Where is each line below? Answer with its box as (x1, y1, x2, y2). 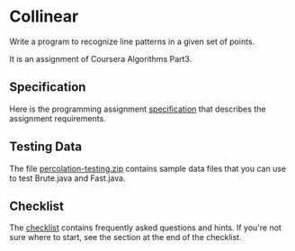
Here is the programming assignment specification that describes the (9, 103, 266, 114)
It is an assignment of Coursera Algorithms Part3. (9, 53, 192, 64)
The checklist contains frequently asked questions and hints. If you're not (9, 222, 282, 233)
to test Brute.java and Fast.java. (9, 173, 126, 184)
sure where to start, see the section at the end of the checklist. (9, 232, 242, 243)
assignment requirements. (9, 112, 106, 123)
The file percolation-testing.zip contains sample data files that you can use (9, 163, 287, 174)
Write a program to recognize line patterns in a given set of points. (9, 36, 255, 47)
